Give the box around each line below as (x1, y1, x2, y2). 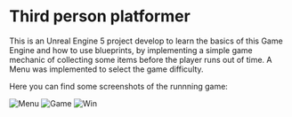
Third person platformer (9, 6, 191, 27)
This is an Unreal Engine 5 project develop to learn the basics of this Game (9, 35, 283, 46)
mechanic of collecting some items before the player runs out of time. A (9, 54, 272, 65)
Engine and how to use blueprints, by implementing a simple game (9, 44, 254, 55)
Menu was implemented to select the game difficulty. (9, 64, 204, 74)
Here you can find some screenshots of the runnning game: (9, 81, 229, 91)
